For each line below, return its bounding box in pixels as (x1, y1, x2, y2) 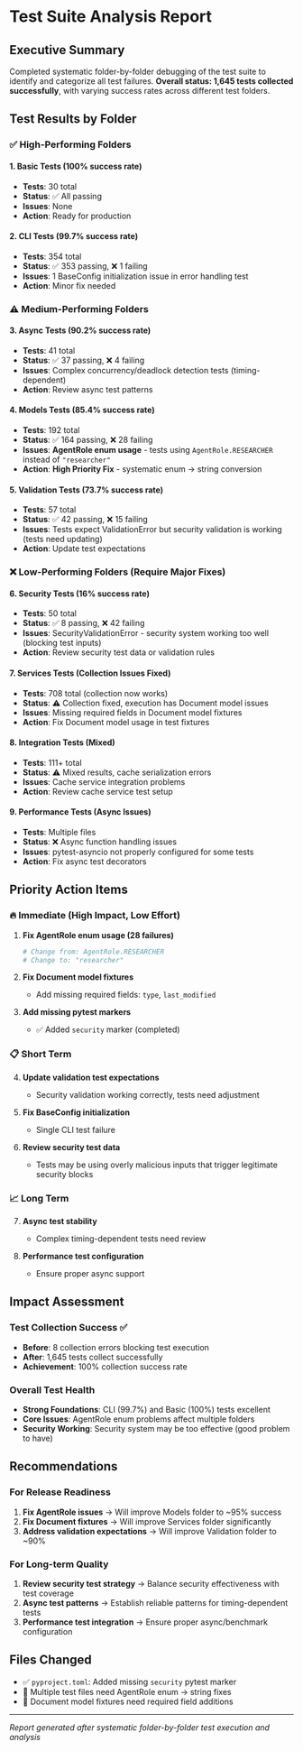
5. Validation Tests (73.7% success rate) (9, 484, 164, 495)
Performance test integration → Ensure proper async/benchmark (22, 1617, 269, 1627)
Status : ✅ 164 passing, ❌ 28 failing (22, 435, 153, 446)
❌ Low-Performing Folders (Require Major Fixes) (9, 566, 226, 578)
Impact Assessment (9, 1295, 124, 1310)
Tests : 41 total (22, 345, 76, 355)
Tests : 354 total (22, 251, 82, 262)
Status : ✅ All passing (22, 190, 102, 201)
